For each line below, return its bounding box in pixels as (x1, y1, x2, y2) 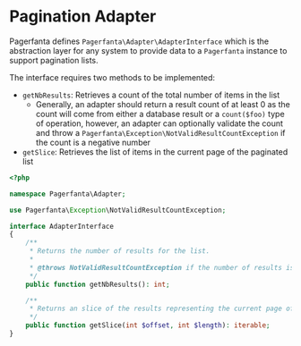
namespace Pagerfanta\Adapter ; (9, 190, 126, 198)
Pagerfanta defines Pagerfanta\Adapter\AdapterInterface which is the (9, 36, 270, 46)
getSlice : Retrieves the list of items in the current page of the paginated (21, 146, 288, 157)
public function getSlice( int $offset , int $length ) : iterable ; (25, 321, 271, 330)
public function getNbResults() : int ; (25, 280, 170, 289)
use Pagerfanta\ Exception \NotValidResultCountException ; (9, 206, 227, 215)
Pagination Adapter (9, 6, 157, 27)
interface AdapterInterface (9, 222, 115, 231)
